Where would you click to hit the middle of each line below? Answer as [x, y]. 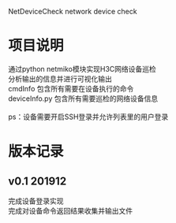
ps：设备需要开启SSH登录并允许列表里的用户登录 [88, 117]
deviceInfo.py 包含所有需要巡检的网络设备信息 [83, 98]
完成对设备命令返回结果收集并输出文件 [70, 210]
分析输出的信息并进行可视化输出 [60, 79]
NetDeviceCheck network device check [73, 11]
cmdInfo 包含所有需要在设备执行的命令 [71, 88]
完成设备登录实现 [36, 201]
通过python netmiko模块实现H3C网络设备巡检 [82, 69]
